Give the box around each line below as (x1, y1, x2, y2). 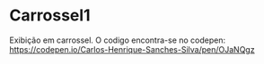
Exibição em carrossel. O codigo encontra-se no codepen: (9, 35, 226, 45)
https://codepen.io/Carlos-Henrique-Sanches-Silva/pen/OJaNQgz (9, 44, 255, 54)
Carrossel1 (9, 5, 92, 26)
